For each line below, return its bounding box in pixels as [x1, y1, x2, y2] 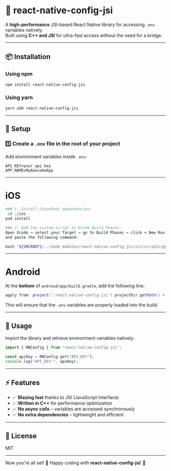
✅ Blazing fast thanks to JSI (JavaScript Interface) [12, 394, 119, 401]
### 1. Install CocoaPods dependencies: [5, 207, 93, 212]
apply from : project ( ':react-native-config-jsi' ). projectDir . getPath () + [5, 293, 165, 298]
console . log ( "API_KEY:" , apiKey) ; [5, 359, 79, 364]
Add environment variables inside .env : [5, 154, 88, 160]
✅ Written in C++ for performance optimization [12, 400, 112, 406]
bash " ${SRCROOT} [5, 244, 42, 249]
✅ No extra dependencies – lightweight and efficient [12, 412, 124, 418]
